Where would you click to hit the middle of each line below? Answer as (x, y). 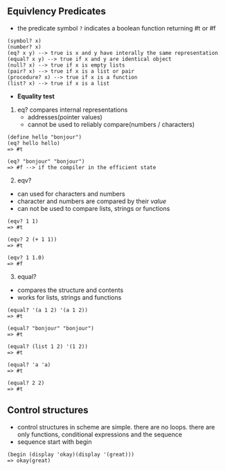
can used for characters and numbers (71, 194)
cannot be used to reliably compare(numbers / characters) (111, 124)
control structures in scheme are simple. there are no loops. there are (116, 427)
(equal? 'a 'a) (29, 365)
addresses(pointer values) (65, 117)
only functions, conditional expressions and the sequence (99, 434)
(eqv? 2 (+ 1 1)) (32, 239)
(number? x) (24, 47)
